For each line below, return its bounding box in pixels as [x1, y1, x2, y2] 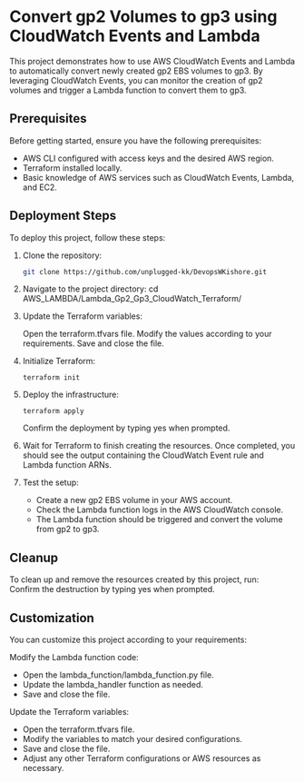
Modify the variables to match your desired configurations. [22, 734, 243, 745]
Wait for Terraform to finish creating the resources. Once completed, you [22, 440, 296, 451]
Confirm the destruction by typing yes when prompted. [9, 584, 215, 595]
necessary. [22, 763, 64, 774]
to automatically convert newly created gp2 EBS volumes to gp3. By [9, 65, 263, 76]
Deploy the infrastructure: [22, 389, 120, 401]
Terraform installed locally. [22, 162, 123, 173]
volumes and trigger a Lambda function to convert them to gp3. [9, 84, 247, 95]
